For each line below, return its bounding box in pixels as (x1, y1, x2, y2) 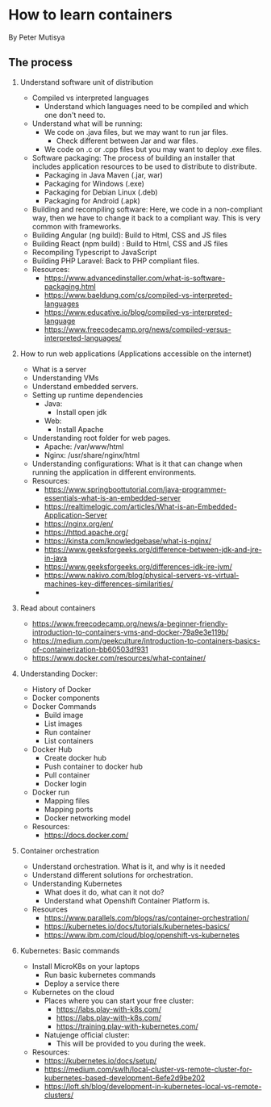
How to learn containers (8, 6, 173, 24)
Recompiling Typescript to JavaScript (31, 247, 157, 257)
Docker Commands (31, 701, 97, 711)
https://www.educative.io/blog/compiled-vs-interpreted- (44, 307, 232, 317)
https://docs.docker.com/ (44, 830, 129, 840)
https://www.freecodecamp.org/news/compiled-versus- (44, 325, 231, 334)
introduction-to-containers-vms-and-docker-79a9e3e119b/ (31, 627, 229, 637)
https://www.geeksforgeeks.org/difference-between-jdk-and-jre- (44, 544, 262, 554)
